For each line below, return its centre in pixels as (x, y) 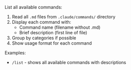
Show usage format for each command (52, 43)
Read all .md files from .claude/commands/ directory (64, 17)
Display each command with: (41, 22)
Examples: (15, 53)
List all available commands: (33, 7)
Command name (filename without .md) (60, 27)
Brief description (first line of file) (53, 33)
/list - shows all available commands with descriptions (69, 62)
